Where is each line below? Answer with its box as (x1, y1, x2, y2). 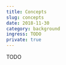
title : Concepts (6, 8, 47, 15)
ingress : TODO (6, 31, 42, 37)
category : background (6, 25, 61, 32)
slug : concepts (6, 14, 44, 20)
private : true (6, 37, 42, 43)
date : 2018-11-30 (6, 20, 50, 26)
